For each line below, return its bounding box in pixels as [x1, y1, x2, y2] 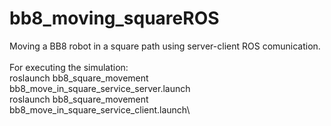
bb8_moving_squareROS [9, 7, 220, 30]
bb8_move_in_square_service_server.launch [9, 82, 191, 94]
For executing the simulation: [9, 61, 129, 73]
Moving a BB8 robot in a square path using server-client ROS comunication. [9, 40, 321, 52]
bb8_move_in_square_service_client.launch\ [9, 103, 191, 116]
